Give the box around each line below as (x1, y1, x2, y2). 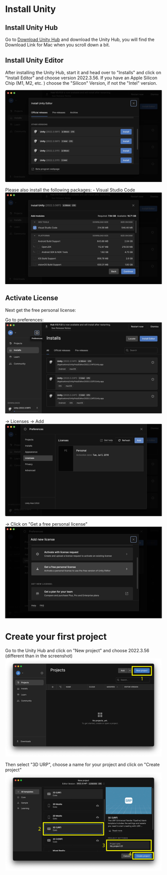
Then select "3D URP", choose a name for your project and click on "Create (5, 761, 160, 768)
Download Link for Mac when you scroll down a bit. (5, 42, 110, 48)
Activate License (5, 294, 59, 302)
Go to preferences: (5, 316, 44, 322)
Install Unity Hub (5, 23, 58, 32)
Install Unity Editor (5, 56, 64, 65)
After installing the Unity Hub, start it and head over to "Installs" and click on (5, 69, 162, 75)
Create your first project (5, 631, 107, 642)
